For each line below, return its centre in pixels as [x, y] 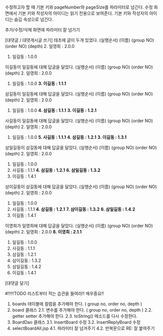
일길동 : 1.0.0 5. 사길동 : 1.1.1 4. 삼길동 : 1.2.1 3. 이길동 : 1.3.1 [69, 137]
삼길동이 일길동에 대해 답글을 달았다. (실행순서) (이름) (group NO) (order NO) [79, 94]
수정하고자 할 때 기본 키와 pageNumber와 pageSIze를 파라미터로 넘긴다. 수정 [79, 7]
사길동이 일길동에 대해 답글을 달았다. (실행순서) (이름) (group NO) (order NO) [79, 121]
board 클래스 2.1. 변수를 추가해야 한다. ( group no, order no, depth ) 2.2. [82, 310]
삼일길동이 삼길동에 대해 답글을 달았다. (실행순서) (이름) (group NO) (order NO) [81, 147]
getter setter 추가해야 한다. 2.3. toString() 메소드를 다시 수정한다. [75, 316]
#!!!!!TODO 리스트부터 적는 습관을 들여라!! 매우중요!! [54, 294]
